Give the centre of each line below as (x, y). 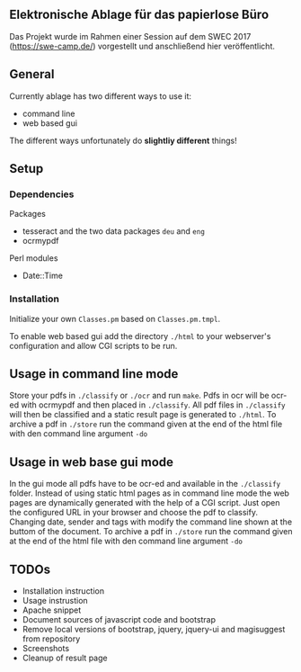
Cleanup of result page (65, 658)
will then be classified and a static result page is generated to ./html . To (143, 415)
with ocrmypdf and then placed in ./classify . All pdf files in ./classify (153, 405)
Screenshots (46, 649)
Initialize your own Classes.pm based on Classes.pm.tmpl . (115, 318)
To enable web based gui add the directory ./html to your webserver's (140, 336)
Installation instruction (63, 591)
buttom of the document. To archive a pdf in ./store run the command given (151, 532)
